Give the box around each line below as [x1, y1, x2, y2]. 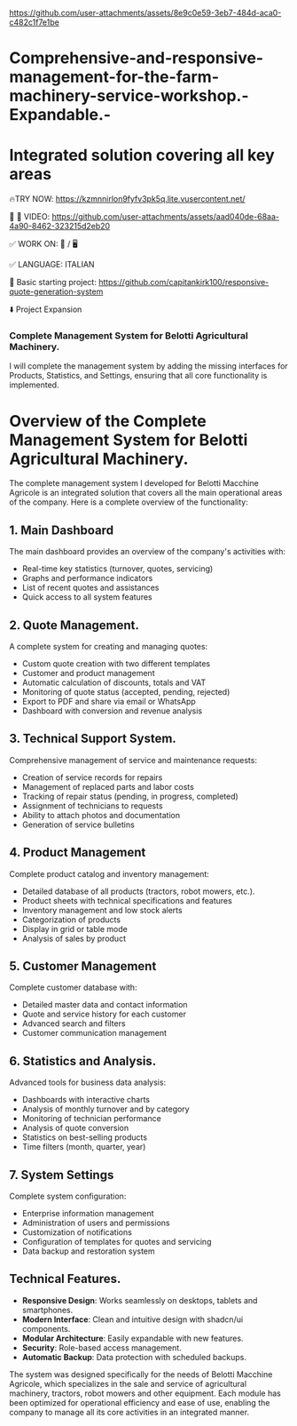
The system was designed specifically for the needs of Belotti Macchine [9, 1368, 273, 1380]
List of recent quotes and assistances [21, 582, 160, 594]
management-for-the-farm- [9, 67, 220, 87]
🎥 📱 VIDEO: [9, 211, 51, 222]
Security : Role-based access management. [21, 1342, 182, 1353]
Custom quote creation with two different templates [21, 657, 211, 669]
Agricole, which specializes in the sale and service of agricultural [9, 1378, 246, 1389]
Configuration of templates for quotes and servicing [21, 1237, 212, 1247]
